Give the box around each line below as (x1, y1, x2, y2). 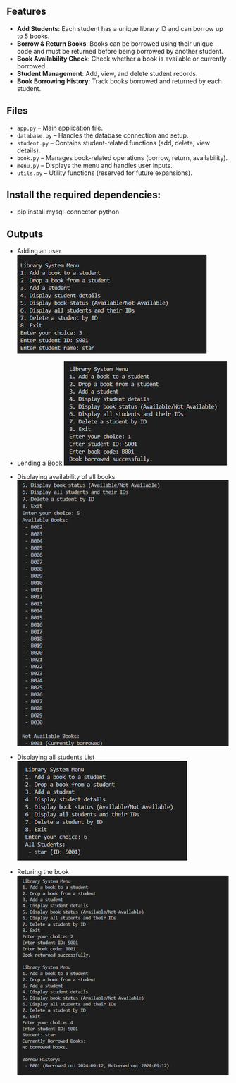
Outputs (6, 228, 44, 240)
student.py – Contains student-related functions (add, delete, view (16, 138, 211, 147)
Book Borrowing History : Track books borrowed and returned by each (16, 77, 223, 85)
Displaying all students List (16, 753, 95, 761)
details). (16, 146, 41, 155)
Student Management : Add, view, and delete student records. (16, 69, 198, 78)
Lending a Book (16, 459, 63, 468)
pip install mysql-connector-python (16, 207, 120, 216)
